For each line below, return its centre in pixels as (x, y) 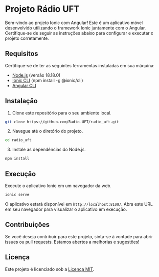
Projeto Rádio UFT (42, 9)
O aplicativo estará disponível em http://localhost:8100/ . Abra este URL (79, 204)
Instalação (22, 101)
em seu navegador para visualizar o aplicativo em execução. (66, 209)
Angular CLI (24, 85)
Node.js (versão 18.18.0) (36, 75)
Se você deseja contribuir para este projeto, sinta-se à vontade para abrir (79, 236)
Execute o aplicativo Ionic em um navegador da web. (58, 186)
